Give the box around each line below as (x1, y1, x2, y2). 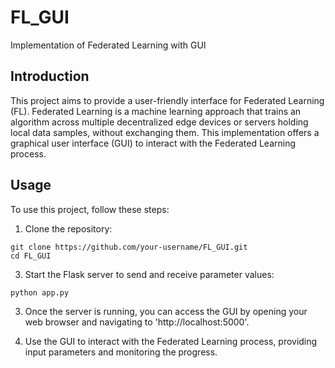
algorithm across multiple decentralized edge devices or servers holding (10, 116, 309, 128)
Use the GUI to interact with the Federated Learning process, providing (24, 335, 318, 347)
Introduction (10, 68, 90, 85)
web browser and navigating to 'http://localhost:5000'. (24, 316, 250, 328)
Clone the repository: (24, 222, 113, 235)
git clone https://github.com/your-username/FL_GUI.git (10, 242, 248, 252)
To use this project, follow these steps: (10, 203, 170, 215)
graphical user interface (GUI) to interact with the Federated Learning (10, 137, 297, 149)
